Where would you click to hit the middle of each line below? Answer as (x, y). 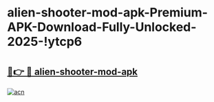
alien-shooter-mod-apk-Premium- (108, 13)
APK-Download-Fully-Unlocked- (102, 27)
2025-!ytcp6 (45, 42)
